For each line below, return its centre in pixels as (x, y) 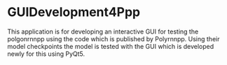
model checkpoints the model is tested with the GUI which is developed (111, 46)
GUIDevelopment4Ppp (74, 12)
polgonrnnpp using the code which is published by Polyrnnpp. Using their (113, 38)
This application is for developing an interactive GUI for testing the (103, 31)
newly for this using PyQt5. (46, 54)
